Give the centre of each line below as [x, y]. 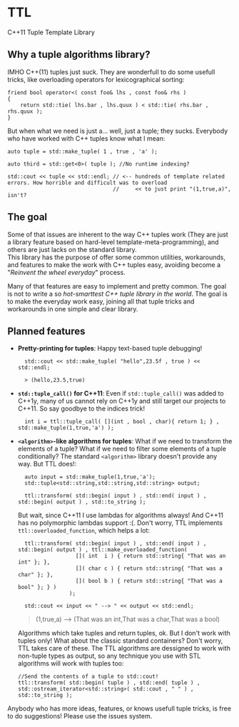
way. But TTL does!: [47, 464]
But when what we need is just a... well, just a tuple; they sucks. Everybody [118, 131]
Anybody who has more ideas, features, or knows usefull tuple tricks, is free [119, 708]
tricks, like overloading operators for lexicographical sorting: [96, 79]
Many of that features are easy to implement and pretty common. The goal [117, 286]
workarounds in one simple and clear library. [73, 309]
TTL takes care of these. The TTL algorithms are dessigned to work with [124, 648]
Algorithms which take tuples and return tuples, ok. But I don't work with [124, 633]
